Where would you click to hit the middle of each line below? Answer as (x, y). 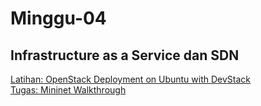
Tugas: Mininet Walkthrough (68, 90)
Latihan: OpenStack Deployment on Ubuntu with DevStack (131, 79)
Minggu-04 (58, 18)
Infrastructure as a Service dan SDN (125, 55)
